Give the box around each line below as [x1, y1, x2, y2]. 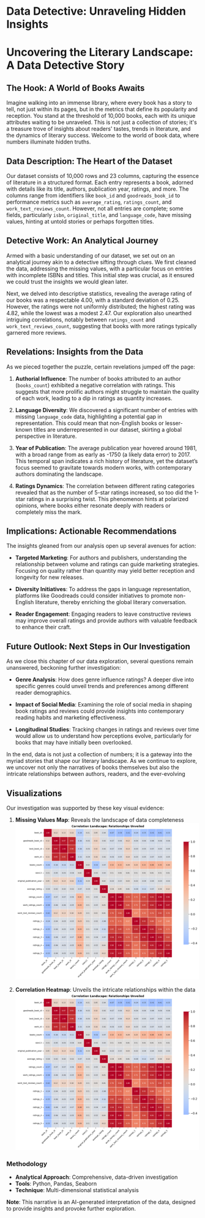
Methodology [6, 1159, 48, 1168]
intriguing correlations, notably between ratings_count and [6, 316, 155, 323]
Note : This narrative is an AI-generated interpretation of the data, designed [6, 1198, 196, 1206]
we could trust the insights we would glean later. [6, 278, 129, 285]
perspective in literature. [15, 432, 77, 440]
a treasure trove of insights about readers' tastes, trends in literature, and [6, 125, 191, 132]
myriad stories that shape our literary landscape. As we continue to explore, [6, 757, 198, 765]
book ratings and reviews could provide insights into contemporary [15, 707, 185, 715]
